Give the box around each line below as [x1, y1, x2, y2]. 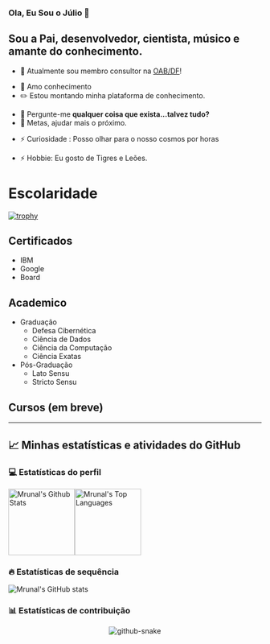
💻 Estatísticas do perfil [8, 467, 102, 478]
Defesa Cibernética [31, 326, 96, 336]
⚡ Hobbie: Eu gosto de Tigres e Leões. [19, 153, 148, 163]
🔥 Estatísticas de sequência [8, 566, 119, 577]
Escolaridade [8, 184, 98, 202]
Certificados [8, 234, 73, 248]
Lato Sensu [31, 369, 70, 378]
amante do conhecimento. [8, 44, 143, 59]
